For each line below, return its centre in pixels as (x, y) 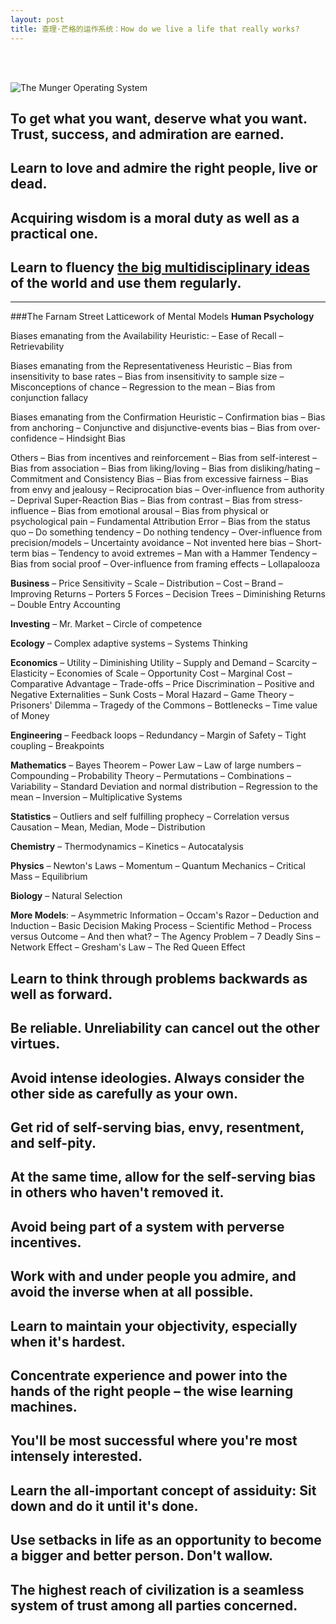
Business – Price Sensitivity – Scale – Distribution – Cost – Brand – (146, 583)
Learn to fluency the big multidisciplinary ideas (160, 267)
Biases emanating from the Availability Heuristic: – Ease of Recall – (147, 336)
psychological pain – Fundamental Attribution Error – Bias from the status (160, 522)
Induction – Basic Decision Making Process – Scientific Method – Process (161, 926)
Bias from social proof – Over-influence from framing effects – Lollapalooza (165, 564)
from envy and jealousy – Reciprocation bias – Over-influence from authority (167, 490)
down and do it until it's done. (104, 1506)
